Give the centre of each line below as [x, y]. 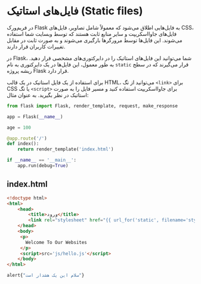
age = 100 [19, 127]
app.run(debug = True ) [43, 166]
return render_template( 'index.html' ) [66, 149]
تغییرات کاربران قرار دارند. [36, 47]
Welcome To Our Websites [56, 242]
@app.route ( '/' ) [27, 138]
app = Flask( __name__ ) [35, 117]
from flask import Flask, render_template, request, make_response [92, 106]
